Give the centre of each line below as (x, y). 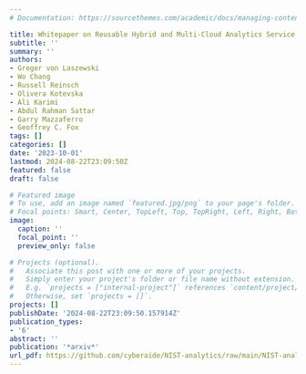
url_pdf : (26, 356)
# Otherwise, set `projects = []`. (81, 296)
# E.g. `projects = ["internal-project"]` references (117, 288)
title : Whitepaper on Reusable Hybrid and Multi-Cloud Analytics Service (153, 34)
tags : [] (26, 136)
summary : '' (32, 51)
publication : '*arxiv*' (55, 348)
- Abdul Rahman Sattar (52, 110)
